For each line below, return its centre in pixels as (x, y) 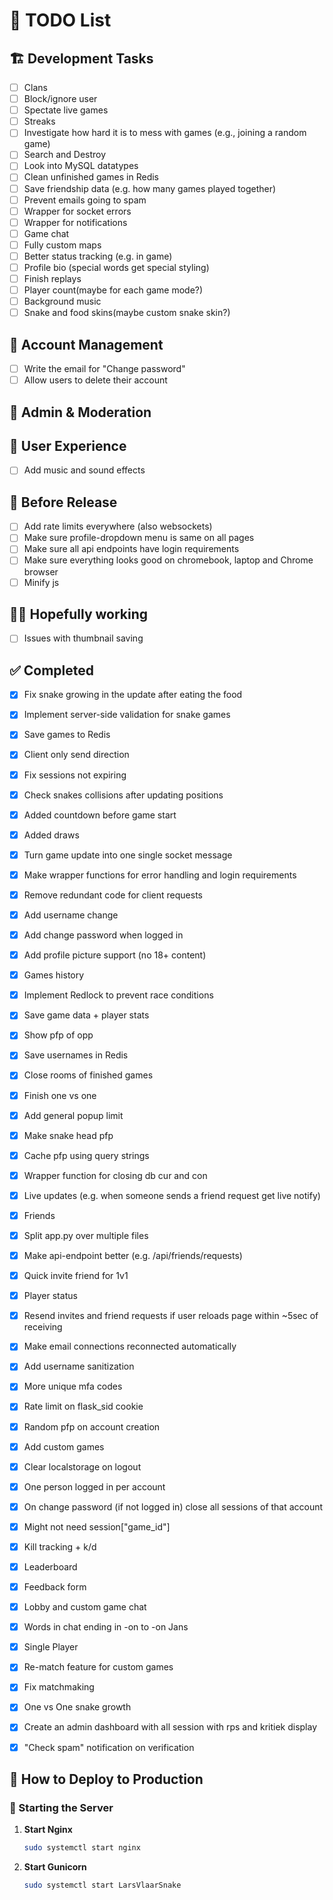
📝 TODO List (60, 20)
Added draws (51, 835)
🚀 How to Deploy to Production (106, 1779)
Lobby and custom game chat (85, 1607)
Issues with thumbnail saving (83, 638)
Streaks (39, 121)
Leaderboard (50, 1566)
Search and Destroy (65, 155)
